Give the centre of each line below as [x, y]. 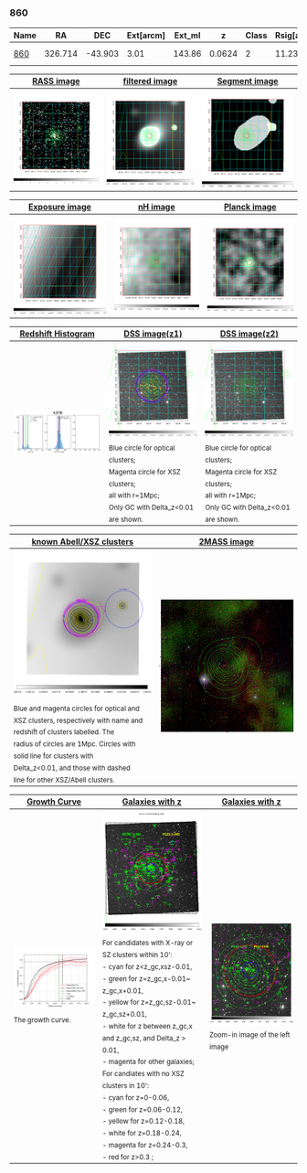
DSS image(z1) [153, 334]
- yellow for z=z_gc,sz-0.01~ [149, 1003]
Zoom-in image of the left [249, 1035]
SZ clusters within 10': [137, 954]
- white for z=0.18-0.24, [142, 1133]
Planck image [250, 207]
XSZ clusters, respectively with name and [78, 720]
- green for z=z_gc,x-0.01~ [146, 979]
